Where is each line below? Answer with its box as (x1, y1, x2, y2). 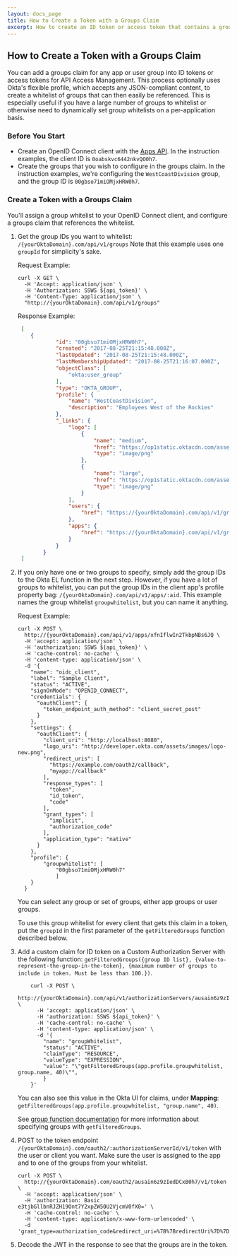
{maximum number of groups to (128, 963, 217, 970)
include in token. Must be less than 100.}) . (17, 969, 153, 978)
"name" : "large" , (93, 470, 145, 477)
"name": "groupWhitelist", (43, 1038, 123, 1045)
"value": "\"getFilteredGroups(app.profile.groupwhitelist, (43, 1063, 224, 1070)
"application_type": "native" (43, 835, 132, 843)
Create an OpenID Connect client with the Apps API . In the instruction (17, 147, 220, 155)
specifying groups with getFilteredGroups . (17, 1122, 142, 1131)
